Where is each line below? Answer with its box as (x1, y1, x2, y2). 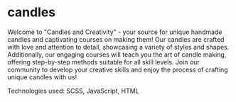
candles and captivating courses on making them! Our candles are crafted (7, 35, 225, 43)
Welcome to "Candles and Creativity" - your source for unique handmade (7, 28, 222, 36)
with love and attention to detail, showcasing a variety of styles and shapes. (7, 42, 230, 51)
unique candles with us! (7, 72, 77, 81)
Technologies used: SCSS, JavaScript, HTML (7, 86, 140, 95)
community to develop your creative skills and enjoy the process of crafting (7, 65, 229, 74)
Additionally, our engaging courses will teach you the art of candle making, (7, 50, 227, 59)
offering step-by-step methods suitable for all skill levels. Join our (7, 57, 200, 66)
